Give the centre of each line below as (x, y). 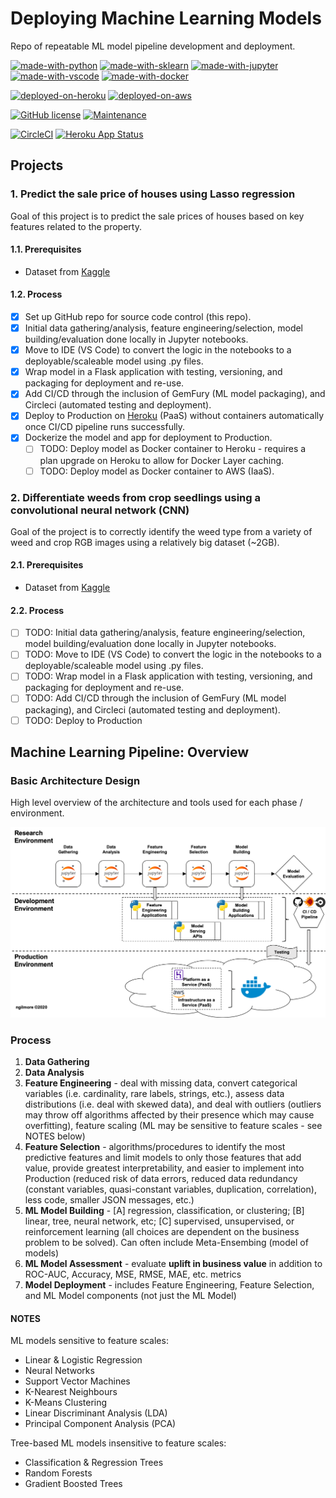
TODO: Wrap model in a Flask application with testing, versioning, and (168, 676)
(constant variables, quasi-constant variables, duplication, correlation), (170, 1189)
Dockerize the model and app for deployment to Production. (148, 438)
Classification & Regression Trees (94, 1463)
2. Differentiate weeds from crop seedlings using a (135, 497)
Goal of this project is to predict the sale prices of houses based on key (157, 216)
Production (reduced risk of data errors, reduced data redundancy (161, 1179)
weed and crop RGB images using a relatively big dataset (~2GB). (145, 542)
